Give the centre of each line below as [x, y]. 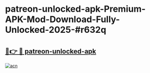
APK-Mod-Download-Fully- [62, 19]
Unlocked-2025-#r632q [56, 30]
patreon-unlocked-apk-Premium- [75, 9]
